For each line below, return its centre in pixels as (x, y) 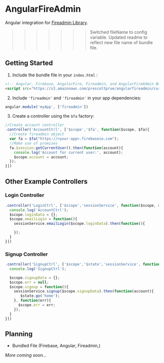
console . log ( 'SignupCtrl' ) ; (38, 269)
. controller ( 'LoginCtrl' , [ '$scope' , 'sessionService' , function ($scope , (81, 205)
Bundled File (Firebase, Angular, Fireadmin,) (56, 346)
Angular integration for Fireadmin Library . (47, 23)
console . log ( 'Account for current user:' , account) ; (69, 152)
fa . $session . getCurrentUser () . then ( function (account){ (66, 148)
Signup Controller (26, 254)
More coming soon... (26, 355)
